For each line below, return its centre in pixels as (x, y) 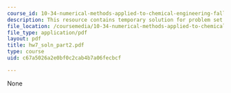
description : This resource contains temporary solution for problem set (115, 20)
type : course (26, 52)
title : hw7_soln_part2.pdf (46, 45)
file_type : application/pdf (47, 32)
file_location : (29, 26)
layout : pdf (24, 39)
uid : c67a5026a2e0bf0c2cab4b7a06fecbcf (64, 58)
